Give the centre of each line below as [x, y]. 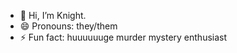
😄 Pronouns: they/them [68, 26]
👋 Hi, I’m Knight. [53, 15]
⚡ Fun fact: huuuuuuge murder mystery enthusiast [123, 37]
